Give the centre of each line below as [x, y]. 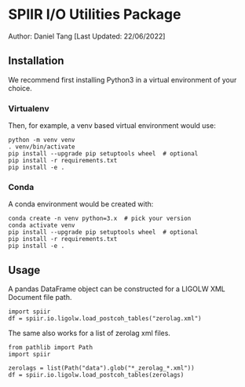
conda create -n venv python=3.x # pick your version [100, 219]
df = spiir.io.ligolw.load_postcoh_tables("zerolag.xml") [105, 319]
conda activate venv [42, 225]
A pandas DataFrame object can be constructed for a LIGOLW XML [117, 289]
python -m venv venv [42, 140]
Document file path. [40, 298]
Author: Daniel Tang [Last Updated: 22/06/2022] [87, 36]
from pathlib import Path [50, 348]
